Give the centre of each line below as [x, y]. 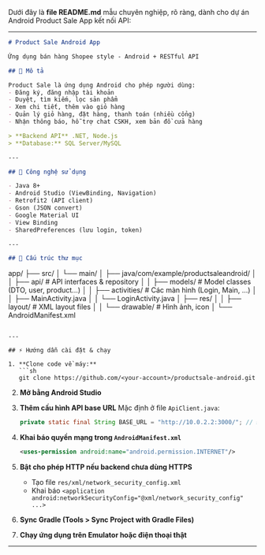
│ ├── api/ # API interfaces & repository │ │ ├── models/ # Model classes [130, 282]
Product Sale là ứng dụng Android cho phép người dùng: [102, 85]
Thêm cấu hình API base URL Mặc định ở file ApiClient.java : [119, 408]
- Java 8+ [24, 186]
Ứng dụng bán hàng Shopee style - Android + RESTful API [104, 56]
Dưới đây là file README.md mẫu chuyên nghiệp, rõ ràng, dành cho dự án [129, 12]
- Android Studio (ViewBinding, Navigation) [82, 193]
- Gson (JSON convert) [45, 208]
